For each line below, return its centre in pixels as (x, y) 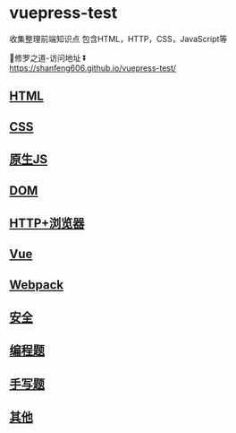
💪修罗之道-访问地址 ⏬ (48, 57)
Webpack (37, 285)
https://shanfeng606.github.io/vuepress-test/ (93, 68)
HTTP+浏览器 (47, 223)
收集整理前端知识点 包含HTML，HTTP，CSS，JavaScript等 (118, 39)
